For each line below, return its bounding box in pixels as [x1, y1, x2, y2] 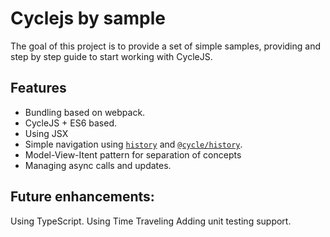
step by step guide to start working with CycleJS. [10, 50, 213, 62]
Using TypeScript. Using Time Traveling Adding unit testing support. [10, 215, 292, 227]
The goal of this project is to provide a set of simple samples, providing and [10, 40, 321, 52]
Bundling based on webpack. [24, 106, 146, 118]
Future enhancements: [10, 188, 155, 206]
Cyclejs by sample [10, 7, 166, 30]
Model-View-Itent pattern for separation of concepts [24, 148, 242, 161]
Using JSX [24, 127, 69, 139]
